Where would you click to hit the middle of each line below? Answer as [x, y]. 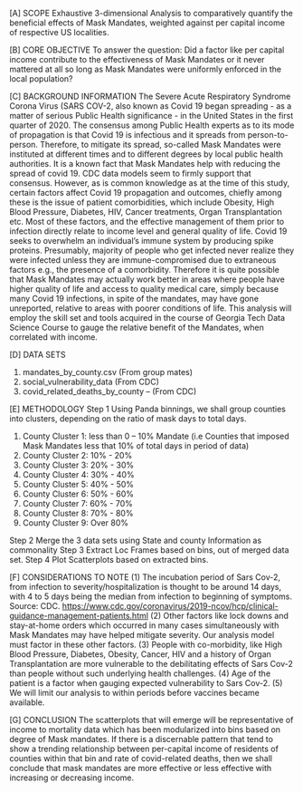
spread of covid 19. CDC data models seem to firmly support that [130, 173]
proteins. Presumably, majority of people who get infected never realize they [152, 250]
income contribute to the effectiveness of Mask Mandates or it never [137, 59]
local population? [41, 79]
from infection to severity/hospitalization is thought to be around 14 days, [146, 587]
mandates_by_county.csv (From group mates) [107, 372]
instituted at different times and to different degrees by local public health [146, 154]
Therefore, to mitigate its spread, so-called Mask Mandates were [161, 145]
